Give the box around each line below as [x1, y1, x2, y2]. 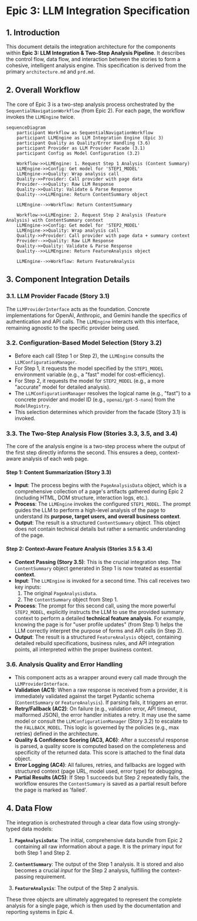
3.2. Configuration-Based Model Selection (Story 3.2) [6, 339, 162, 347]
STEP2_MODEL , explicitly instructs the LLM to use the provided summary [14, 608, 184, 615]
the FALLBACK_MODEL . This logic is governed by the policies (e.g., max [14, 723, 179, 730]
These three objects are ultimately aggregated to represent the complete [6, 896, 182, 903]
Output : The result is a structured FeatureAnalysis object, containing [14, 633, 182, 640]
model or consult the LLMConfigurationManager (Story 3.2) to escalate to [14, 718, 188, 725]
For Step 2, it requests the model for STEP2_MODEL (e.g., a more [14, 377, 165, 384]
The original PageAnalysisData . [23, 589, 98, 596]
